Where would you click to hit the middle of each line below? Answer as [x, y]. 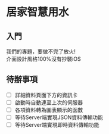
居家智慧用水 [38, 12]
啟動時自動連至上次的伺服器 [49, 102]
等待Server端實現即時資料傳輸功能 [57, 125]
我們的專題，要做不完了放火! [41, 52]
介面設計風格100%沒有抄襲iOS [44, 59]
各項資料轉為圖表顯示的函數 [49, 110]
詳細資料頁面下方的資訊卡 [46, 95]
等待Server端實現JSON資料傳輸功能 [59, 117]
